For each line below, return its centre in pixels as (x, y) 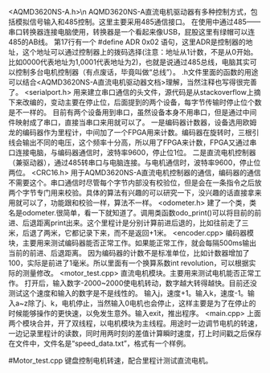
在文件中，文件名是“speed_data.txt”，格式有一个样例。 (99, 343)
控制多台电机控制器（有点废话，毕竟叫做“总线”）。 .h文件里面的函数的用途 (137, 72)
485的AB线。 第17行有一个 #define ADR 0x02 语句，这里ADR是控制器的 (127, 42)
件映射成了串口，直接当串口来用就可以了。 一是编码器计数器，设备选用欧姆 (133, 122)
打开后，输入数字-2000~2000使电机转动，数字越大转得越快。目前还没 (140, 283)
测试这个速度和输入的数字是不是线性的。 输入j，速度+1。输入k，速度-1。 (128, 293)
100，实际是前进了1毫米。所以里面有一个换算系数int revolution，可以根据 (129, 263)
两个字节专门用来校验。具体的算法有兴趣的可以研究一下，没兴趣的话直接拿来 (135, 193)
